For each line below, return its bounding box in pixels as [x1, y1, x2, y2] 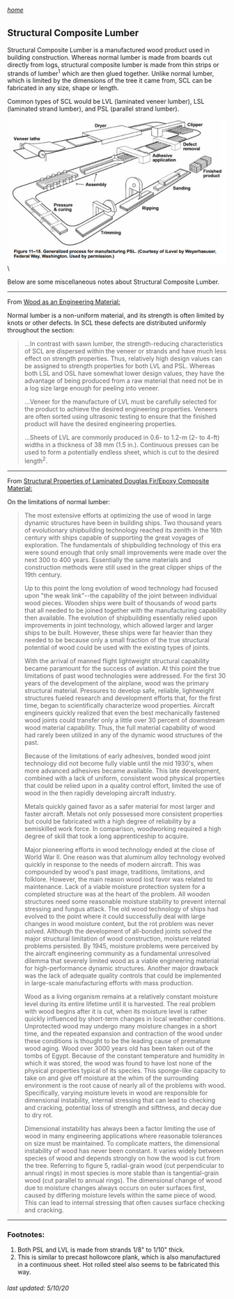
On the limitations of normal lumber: [7, 497, 110, 506]
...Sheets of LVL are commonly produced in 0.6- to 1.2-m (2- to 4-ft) [24, 433, 220, 442]
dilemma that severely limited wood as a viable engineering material [24, 956, 219, 965]
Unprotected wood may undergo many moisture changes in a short [24, 1021, 217, 1030]
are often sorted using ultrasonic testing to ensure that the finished [24, 412, 217, 421]
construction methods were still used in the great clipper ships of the [24, 563, 222, 571]
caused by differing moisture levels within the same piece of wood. [24, 1191, 217, 1199]
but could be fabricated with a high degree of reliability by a [24, 816, 196, 826]
